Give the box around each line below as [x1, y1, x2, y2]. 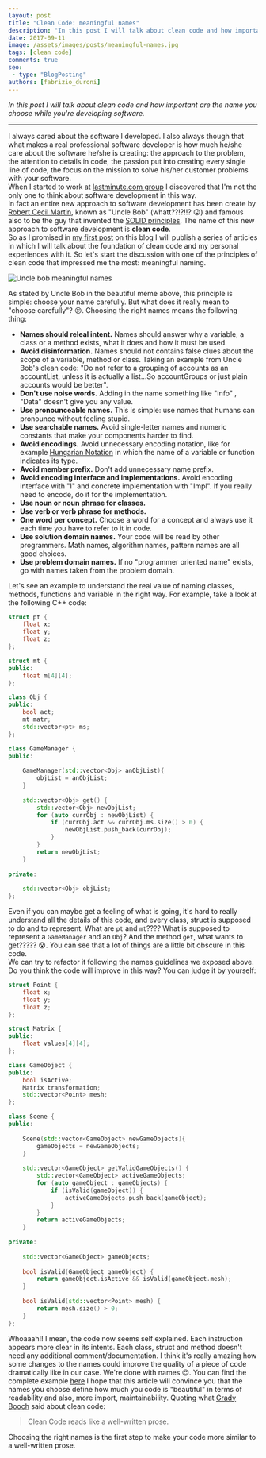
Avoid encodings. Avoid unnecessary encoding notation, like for [19, 438, 231, 449]
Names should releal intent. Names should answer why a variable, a [19, 329, 245, 338]
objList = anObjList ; [36, 774, 108, 782]
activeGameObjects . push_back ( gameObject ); [64, 1194, 207, 1201]
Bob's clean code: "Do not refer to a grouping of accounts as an [19, 363, 229, 372]
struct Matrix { [8, 1025, 62, 1033]
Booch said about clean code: [8, 1401, 105, 1410]
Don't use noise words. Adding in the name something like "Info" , [19, 388, 237, 398]
